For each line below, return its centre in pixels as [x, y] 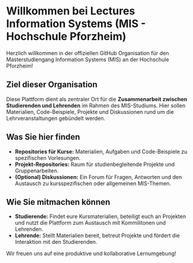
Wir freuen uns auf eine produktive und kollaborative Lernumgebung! [91, 253]
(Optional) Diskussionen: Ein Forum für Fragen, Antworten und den [98, 177]
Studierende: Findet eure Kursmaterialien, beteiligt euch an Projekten [100, 216]
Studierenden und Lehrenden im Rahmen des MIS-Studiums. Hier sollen [96, 105]
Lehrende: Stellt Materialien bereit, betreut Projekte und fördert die [97, 235]
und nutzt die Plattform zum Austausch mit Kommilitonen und [90, 223]
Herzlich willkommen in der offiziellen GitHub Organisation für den [88, 53]
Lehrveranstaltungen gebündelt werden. [56, 118]
